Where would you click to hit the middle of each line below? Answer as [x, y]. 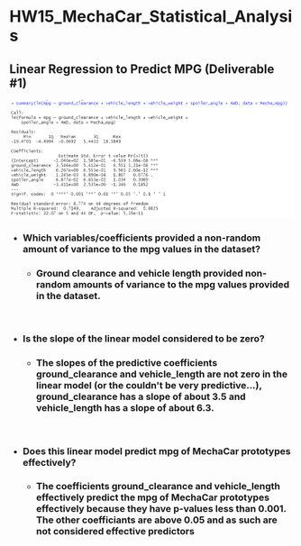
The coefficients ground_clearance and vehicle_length [158, 487]
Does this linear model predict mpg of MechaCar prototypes [156, 450]
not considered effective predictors [115, 532]
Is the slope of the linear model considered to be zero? [143, 339]
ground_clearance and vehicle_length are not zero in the [162, 374]
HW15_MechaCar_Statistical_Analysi [151, 17]
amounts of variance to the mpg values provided [181, 285]
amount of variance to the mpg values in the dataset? [141, 250]
